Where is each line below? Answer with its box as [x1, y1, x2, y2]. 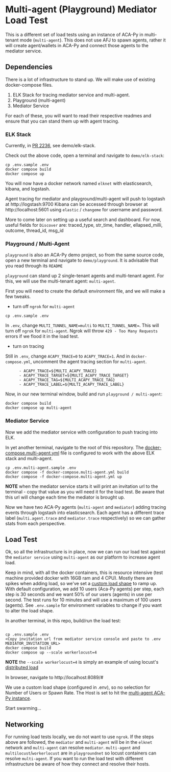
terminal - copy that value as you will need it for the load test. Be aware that [5, 488, 164, 494]
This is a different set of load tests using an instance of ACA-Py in [5, 31, 144, 37]
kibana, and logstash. [5, 186, 51, 192]
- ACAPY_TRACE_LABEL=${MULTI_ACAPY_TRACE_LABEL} [18, 382, 125, 387]
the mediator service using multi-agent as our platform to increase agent [5, 554, 160, 560]
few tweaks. [5, 293, 31, 300]
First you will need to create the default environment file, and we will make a [5, 288, 165, 294]
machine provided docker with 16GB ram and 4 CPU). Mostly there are [5, 575, 153, 581]
